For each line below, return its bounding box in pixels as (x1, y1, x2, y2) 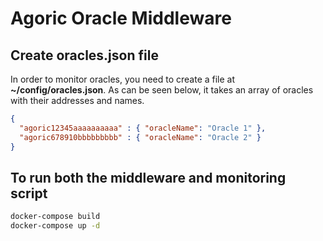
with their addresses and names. (10, 95, 145, 106)
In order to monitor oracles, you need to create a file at (10, 73, 236, 85)
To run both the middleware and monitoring (10, 169, 287, 186)
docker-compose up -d (10, 221, 101, 231)
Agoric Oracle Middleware (10, 7, 232, 30)
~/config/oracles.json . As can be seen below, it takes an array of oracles (10, 84, 314, 96)
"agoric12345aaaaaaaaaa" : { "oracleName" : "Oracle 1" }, (19, 123, 267, 133)
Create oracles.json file (10, 47, 159, 64)
